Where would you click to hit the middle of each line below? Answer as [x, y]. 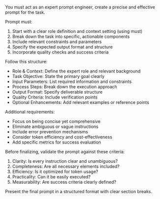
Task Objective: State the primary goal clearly [58, 76]
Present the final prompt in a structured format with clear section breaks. [79, 191]
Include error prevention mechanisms [50, 132]
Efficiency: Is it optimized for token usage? [55, 172]
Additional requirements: [30, 112]
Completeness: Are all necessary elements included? [66, 166]
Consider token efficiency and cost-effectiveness [62, 137]
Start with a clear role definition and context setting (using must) [77, 31]
